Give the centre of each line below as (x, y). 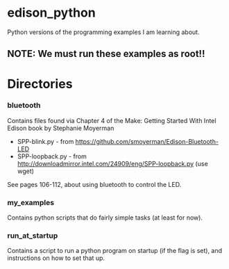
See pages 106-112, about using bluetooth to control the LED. (94, 184)
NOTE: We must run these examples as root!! (106, 54)
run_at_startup (33, 236)
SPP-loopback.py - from (52, 156)
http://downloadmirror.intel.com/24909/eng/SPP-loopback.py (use (112, 163)
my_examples (31, 202)
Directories (40, 84)
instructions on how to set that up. (56, 258)
